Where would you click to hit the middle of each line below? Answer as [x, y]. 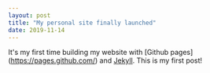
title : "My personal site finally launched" [82, 23]
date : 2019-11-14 [37, 30]
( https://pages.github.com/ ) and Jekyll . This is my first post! [105, 60]
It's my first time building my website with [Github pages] [101, 53]
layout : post [29, 15]
